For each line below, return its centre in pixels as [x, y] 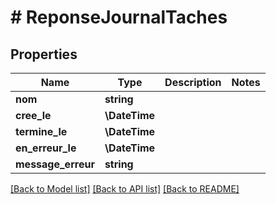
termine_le [41, 131]
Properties [44, 54]
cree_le [33, 115]
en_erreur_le [46, 148]
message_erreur [55, 164]
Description [193, 82]
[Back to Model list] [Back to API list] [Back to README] [125, 189]
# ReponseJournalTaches [119, 17]
